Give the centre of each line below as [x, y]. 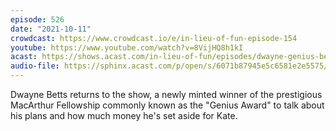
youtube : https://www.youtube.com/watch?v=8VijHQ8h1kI [127, 47]
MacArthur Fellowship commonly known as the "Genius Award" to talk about [167, 105]
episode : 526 [37, 19]
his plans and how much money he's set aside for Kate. [124, 115]
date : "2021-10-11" [51, 29]
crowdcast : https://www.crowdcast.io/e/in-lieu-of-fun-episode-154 [154, 38]
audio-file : [35, 66]
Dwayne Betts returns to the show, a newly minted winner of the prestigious [166, 94]
